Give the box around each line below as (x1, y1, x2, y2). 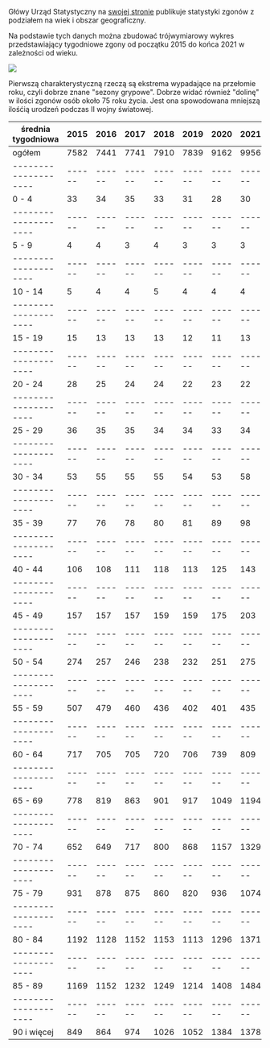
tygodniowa (12, 134, 59, 144)
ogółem (12, 147, 42, 158)
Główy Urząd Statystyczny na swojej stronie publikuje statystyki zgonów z (8, 7, 255, 16)
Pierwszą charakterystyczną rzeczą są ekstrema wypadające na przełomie (8, 79, 256, 88)
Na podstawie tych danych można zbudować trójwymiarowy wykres (8, 31, 235, 40)
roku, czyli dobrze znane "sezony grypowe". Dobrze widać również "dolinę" (8, 88, 260, 97)
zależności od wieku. (8, 48, 78, 57)
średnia (21, 124, 51, 134)
